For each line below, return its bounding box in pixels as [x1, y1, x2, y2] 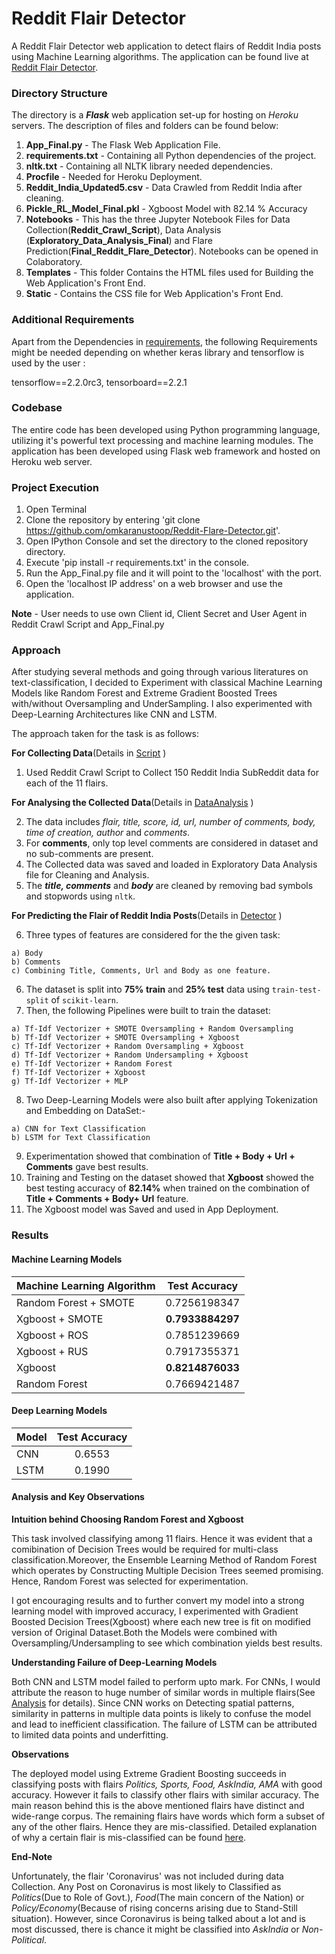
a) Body [11, 948, 44, 959]
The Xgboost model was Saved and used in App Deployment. [25, 1203, 279, 1216]
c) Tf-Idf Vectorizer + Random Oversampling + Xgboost [11, 1042, 245, 1052]
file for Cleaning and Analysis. [25, 869, 150, 881]
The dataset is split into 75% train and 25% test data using [25, 983, 270, 996]
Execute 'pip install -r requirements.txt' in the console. [25, 557, 250, 569]
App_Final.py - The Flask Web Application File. [25, 139, 221, 151]
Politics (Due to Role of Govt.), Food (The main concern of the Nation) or [11, 1891, 305, 1903]
